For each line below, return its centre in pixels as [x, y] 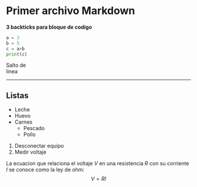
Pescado [34, 128]
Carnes [23, 122]
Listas [18, 95]
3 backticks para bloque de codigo [49, 27]
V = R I [98, 179]
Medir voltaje [30, 152]
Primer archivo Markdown [71, 11]
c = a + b [16, 49]
